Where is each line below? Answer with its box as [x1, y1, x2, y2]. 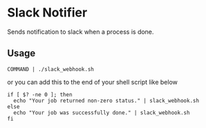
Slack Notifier [7, 5, 88, 21]
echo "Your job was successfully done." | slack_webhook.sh [13, 109, 190, 116]
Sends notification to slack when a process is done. [7, 28, 154, 36]
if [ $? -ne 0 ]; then [7, 91, 73, 98]
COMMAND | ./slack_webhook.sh [7, 65, 95, 73]
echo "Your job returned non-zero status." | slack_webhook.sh [13, 97, 199, 104]
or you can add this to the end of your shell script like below [7, 78, 178, 86]
